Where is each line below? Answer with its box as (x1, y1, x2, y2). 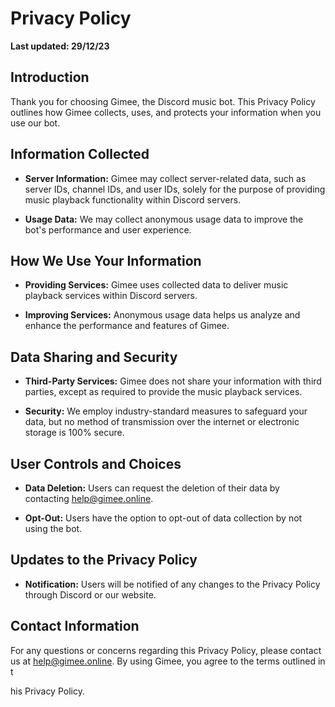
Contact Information (10, 618, 140, 635)
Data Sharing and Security (10, 348, 178, 366)
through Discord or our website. (24, 588, 157, 601)
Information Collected (10, 146, 150, 163)
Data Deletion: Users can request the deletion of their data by (24, 482, 280, 494)
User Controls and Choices (10, 455, 182, 472)
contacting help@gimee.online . (24, 493, 154, 504)
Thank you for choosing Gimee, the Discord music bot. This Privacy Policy (10, 95, 316, 107)
